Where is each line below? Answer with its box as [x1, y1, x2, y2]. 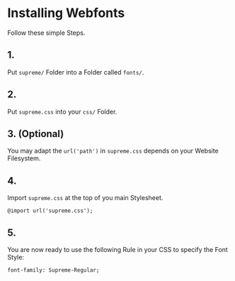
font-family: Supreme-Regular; [7, 267, 100, 274]
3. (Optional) [7, 128, 64, 140]
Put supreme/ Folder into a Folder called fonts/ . [7, 67, 144, 76]
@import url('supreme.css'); [7, 207, 93, 214]
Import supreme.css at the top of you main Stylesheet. [7, 194, 164, 202]
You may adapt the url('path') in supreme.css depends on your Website [7, 147, 219, 155]
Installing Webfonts [7, 5, 125, 21]
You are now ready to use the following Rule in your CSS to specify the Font [7, 246, 228, 253]
